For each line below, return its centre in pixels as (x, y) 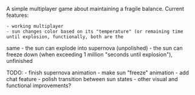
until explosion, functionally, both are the (65, 37)
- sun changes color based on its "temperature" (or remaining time (95, 31)
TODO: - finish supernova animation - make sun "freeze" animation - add (98, 73)
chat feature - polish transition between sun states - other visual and (92, 79)
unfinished (20, 61)
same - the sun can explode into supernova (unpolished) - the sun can (95, 48)
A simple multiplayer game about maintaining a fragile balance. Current (95, 9)
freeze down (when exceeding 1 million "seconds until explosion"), (90, 54)
